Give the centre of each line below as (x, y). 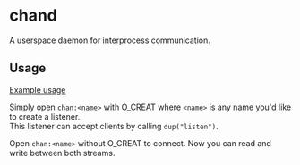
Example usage (38, 89)
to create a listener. (45, 116)
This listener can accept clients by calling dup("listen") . (114, 126)
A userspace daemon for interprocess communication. (110, 40)
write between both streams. (62, 153)
